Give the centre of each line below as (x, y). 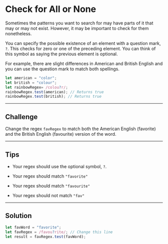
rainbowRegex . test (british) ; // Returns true (53, 97)
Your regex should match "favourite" (51, 186)
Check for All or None (51, 9)
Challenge (21, 117)
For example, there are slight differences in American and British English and (84, 63)
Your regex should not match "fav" (48, 195)
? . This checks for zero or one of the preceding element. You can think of (80, 48)
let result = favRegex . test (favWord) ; (45, 237)
